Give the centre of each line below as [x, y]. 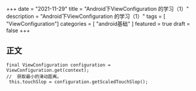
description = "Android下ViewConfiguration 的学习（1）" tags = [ [86, 16]
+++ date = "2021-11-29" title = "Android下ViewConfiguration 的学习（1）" [98, 9]
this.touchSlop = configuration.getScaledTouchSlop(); [78, 82]
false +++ [18, 31]
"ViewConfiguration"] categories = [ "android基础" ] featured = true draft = [98, 24]
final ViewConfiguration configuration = [59, 65]
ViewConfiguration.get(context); [48, 70]
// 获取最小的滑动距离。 [34, 77]
